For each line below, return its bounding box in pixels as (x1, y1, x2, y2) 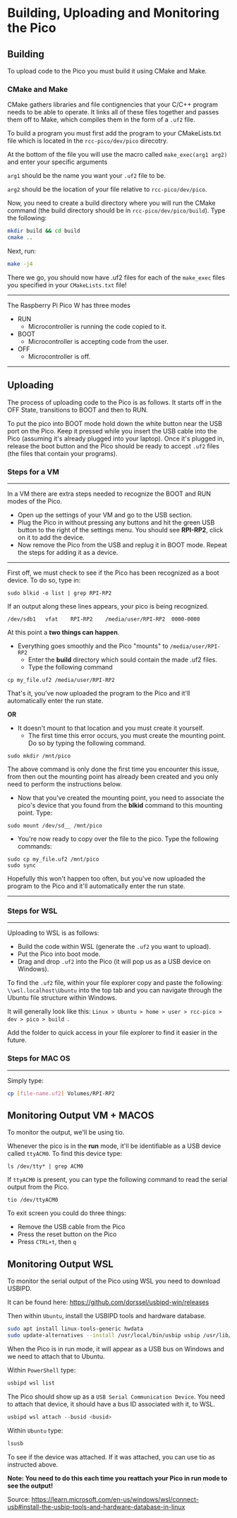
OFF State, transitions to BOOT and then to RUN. (7, 405, 148, 414)
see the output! (7, 1481, 54, 1490)
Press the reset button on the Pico (17, 1230, 117, 1238)
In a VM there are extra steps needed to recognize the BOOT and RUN (7, 489, 212, 498)
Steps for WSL (7, 906, 58, 916)
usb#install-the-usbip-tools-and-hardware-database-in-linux (7, 1502, 186, 1511)
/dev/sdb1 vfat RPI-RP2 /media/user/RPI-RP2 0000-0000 (7, 616, 200, 623)
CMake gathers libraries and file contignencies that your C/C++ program (7, 100, 219, 109)
